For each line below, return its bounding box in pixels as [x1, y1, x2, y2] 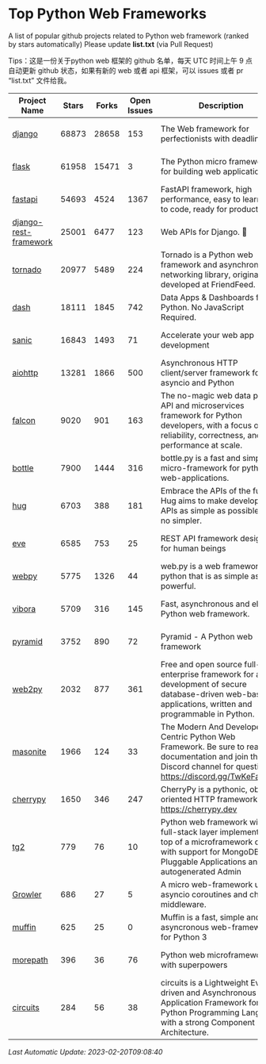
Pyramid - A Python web [161, 631, 253, 642]
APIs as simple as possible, [161, 505, 261, 516]
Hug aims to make [161, 495, 228, 506]
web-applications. [161, 472, 230, 483]
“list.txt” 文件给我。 [8, 75, 71, 85]
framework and [161, 259, 218, 270]
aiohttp [12, 367, 39, 378]
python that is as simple [161, 570, 249, 582]
